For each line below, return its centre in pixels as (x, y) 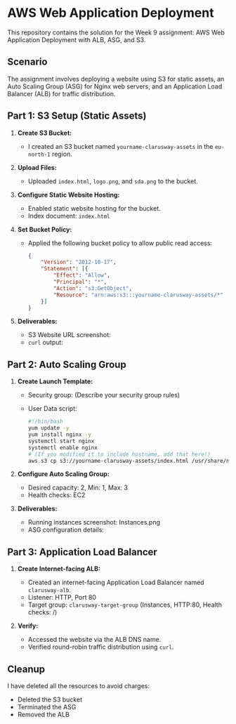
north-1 (39, 154)
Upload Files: (37, 167)
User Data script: (52, 409)
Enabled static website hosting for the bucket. (94, 208)
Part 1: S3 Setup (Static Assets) (77, 116)
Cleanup (26, 669)
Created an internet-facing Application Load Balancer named (116, 583)
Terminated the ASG (47, 707)
